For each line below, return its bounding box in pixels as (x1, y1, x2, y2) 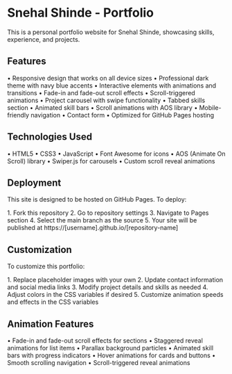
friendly (7, 111, 30, 119)
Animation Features (7, 318, 94, 330)
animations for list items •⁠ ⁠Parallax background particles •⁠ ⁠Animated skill (7, 344, 213, 352)
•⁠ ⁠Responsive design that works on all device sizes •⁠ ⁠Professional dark (7, 74, 209, 82)
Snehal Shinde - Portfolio (7, 5, 154, 21)
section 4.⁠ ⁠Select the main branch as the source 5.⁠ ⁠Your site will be (7, 216, 197, 225)
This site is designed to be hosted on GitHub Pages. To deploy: (7, 195, 187, 204)
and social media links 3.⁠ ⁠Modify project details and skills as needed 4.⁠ (7, 283, 208, 291)
